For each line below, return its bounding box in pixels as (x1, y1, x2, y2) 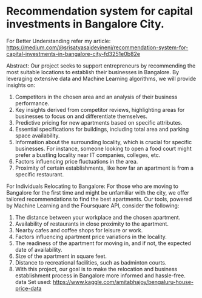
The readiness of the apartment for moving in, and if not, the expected (15, 239, 191, 247)
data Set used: (15, 278, 52, 285)
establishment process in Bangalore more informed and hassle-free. (15, 272, 186, 279)
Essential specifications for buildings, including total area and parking (15, 125, 189, 133)
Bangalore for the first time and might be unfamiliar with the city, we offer (6, 189, 189, 196)
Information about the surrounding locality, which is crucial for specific (15, 138, 192, 145)
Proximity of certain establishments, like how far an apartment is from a (15, 164, 194, 172)
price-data (15, 285, 42, 292)
